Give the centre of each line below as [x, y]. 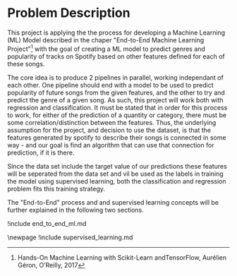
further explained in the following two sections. [76, 210]
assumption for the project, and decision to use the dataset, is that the [109, 130]
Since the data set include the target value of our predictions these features [117, 166]
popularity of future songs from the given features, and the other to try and [116, 92]
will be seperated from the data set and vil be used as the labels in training [115, 174]
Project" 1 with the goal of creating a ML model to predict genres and [107, 48]
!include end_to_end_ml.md [47, 223]
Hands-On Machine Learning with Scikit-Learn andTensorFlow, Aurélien [122, 257]
